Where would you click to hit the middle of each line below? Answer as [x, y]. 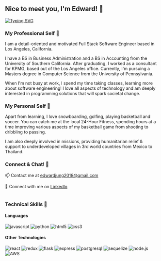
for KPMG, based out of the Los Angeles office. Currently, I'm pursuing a [78, 69]
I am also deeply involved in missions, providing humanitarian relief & [74, 142]
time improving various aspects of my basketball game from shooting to [77, 127]
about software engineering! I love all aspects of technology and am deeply [80, 88]
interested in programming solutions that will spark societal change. [73, 94]
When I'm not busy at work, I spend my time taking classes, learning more [79, 83]
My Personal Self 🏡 [28, 106]
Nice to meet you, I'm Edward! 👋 [54, 9]
